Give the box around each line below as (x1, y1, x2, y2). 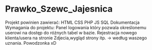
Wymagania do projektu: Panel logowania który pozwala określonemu (5, 24, 147, 30)
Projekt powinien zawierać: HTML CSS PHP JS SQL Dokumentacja (5, 19, 140, 25)
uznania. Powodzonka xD (5, 40, 57, 46)
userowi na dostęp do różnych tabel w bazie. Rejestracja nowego (5, 30, 137, 35)
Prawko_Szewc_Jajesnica (5, 3, 113, 15)
